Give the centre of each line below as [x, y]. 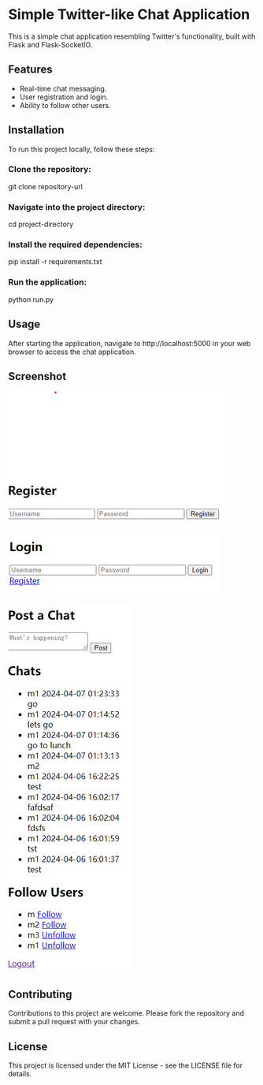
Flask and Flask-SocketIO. [50, 44]
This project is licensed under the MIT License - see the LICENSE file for [125, 1065]
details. [20, 1074]
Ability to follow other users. [65, 105]
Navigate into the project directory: [77, 207]
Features [30, 70]
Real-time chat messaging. [63, 88]
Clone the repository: [50, 170]
